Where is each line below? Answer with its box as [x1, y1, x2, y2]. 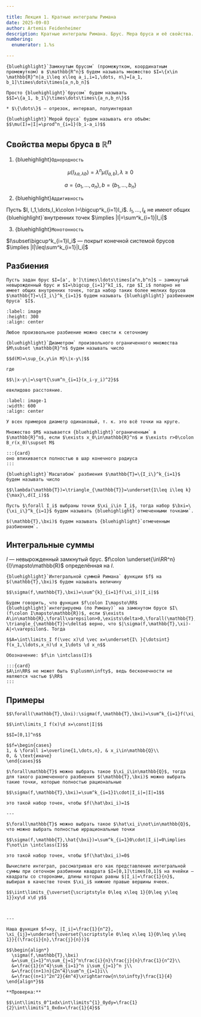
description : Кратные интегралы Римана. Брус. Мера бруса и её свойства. [6, 31, 194, 37]
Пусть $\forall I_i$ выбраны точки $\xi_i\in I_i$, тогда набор [6, 502, 170, 509]
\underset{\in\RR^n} [126, 556, 175, 563]
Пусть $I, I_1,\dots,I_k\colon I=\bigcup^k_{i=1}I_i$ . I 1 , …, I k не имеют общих [6, 206, 190, 215]
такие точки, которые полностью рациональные [6, 779, 121, 785]
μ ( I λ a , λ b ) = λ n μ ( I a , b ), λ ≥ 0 [68, 167, 133, 177]
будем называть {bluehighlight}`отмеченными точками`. [54, 508, 194, 514]
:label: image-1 [6, 397, 47, 404]
